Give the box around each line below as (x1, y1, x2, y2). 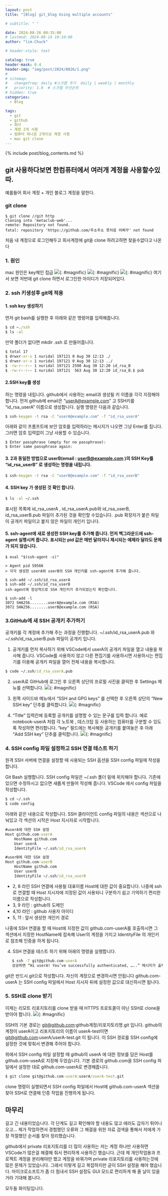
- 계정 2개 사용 (9, 127, 38, 132)
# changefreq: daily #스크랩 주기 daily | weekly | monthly (5, 81, 134, 86)
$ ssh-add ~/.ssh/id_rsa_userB (5, 581, 70, 586)
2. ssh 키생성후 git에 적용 (5, 289, 63, 296)
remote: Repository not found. (5, 222, 70, 227)
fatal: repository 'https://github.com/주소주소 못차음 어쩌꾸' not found (5, 227, 154, 233)
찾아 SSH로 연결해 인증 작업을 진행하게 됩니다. (5, 1090, 95, 1096)
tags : (5, 108, 16, 113)
